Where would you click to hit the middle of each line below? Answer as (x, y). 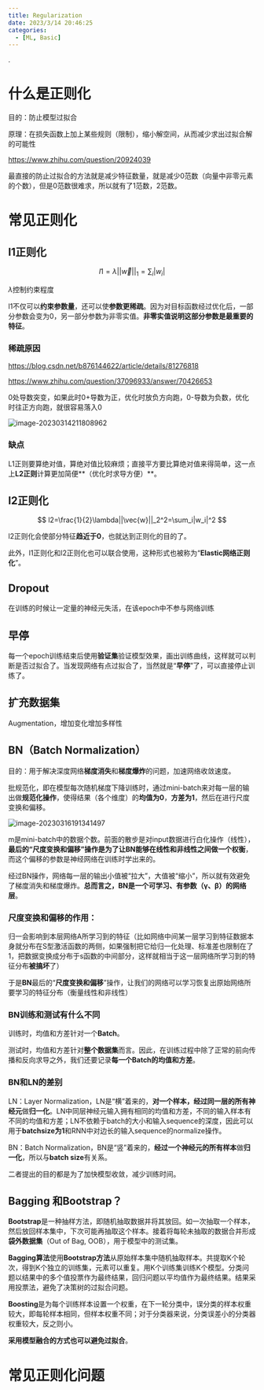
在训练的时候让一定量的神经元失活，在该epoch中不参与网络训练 (111, 608)
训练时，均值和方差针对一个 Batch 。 (66, 1033)
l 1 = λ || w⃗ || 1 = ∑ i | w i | (132, 272)
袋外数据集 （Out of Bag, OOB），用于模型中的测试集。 (95, 1241)
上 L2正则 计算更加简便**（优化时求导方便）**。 (84, 473)
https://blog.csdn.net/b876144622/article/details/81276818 (103, 366)
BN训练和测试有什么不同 (54, 1014)
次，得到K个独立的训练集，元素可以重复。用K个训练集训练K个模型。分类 (125, 1268)
